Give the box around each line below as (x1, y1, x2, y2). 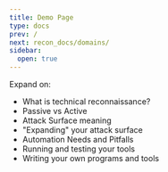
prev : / (9, 29, 38, 38)
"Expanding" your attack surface (21, 125, 143, 135)
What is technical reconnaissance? (21, 96, 151, 107)
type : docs (9, 21, 50, 30)
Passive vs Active (21, 106, 88, 116)
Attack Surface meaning (21, 115, 112, 126)
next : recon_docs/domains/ (9, 37, 110, 47)
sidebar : (9, 46, 42, 55)
